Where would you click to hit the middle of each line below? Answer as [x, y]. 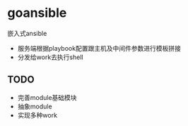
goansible [37, 13]
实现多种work [37, 115]
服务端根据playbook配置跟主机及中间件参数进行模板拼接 [99, 48]
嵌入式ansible [27, 33]
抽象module [35, 106]
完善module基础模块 [47, 97]
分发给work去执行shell [50, 57]
